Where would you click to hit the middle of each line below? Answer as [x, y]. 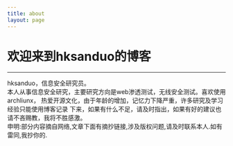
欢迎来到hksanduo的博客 [79, 56]
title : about [26, 13]
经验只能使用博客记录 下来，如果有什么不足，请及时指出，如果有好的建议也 [114, 109]
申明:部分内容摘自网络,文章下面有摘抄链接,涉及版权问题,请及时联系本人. [109, 127]
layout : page [26, 20]
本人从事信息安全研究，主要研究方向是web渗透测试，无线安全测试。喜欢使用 [116, 92]
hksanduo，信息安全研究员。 [49, 83]
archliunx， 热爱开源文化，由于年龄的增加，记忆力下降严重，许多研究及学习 [115, 100]
